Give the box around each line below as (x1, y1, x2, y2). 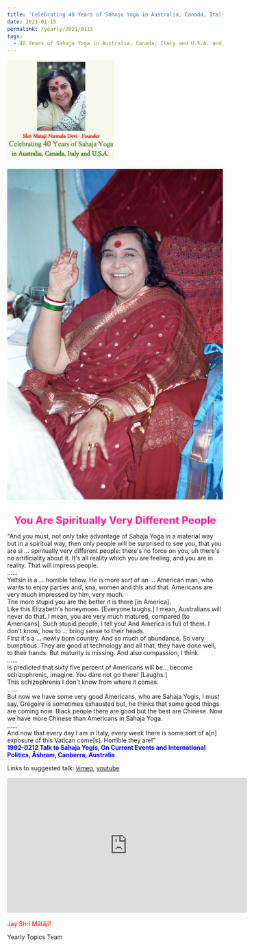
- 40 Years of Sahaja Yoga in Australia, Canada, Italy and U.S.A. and (13, 40, 223, 47)
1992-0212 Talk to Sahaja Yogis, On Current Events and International (7, 744, 206, 752)
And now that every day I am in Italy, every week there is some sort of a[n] (7, 729, 217, 737)
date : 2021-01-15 (7, 18, 57, 25)
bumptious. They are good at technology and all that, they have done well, (7, 641, 216, 650)
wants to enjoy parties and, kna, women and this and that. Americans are (7, 583, 213, 591)
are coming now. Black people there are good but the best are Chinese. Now (7, 707, 223, 715)
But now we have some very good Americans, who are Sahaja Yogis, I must (7, 693, 220, 701)
